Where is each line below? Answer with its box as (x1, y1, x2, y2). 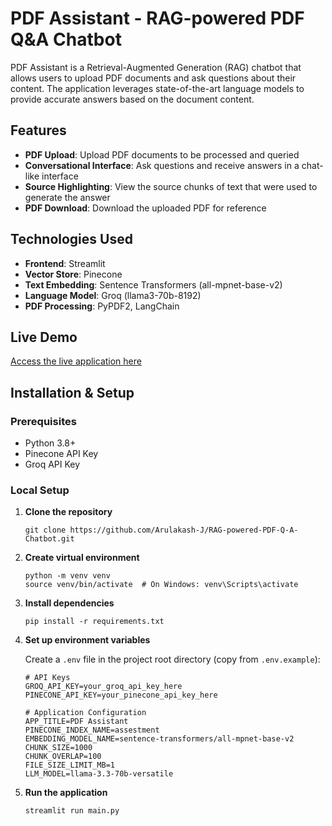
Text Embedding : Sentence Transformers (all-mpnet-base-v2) (24, 278, 283, 291)
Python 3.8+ (24, 437, 77, 449)
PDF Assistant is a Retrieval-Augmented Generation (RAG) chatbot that (10, 61, 302, 73)
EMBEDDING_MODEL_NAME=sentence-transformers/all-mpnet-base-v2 (24, 734, 295, 744)
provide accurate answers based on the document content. (10, 93, 255, 105)
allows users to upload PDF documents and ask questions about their (10, 72, 297, 84)
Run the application (24, 787, 108, 799)
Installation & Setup (10, 384, 135, 401)
